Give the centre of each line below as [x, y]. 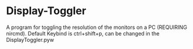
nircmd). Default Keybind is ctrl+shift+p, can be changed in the [83, 33]
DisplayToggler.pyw [30, 40]
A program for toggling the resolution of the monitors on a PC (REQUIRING [97, 27]
